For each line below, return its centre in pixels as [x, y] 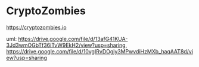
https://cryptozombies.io [36, 27]
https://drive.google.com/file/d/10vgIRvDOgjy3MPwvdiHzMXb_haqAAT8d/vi [100, 51]
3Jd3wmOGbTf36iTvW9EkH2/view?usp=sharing [66, 45]
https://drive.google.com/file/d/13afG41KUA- [73, 39]
